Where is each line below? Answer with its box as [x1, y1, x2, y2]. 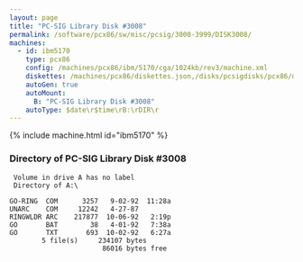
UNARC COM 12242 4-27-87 [9, 204, 140, 213]
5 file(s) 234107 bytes [41, 236, 147, 245]
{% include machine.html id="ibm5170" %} [9, 130, 169, 140]
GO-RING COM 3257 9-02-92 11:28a [9, 196, 171, 205]
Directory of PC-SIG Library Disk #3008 [9, 152, 187, 165]
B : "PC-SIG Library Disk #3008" [32, 96, 155, 106]
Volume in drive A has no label [13, 173, 135, 182]
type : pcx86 [25, 55, 70, 64]
